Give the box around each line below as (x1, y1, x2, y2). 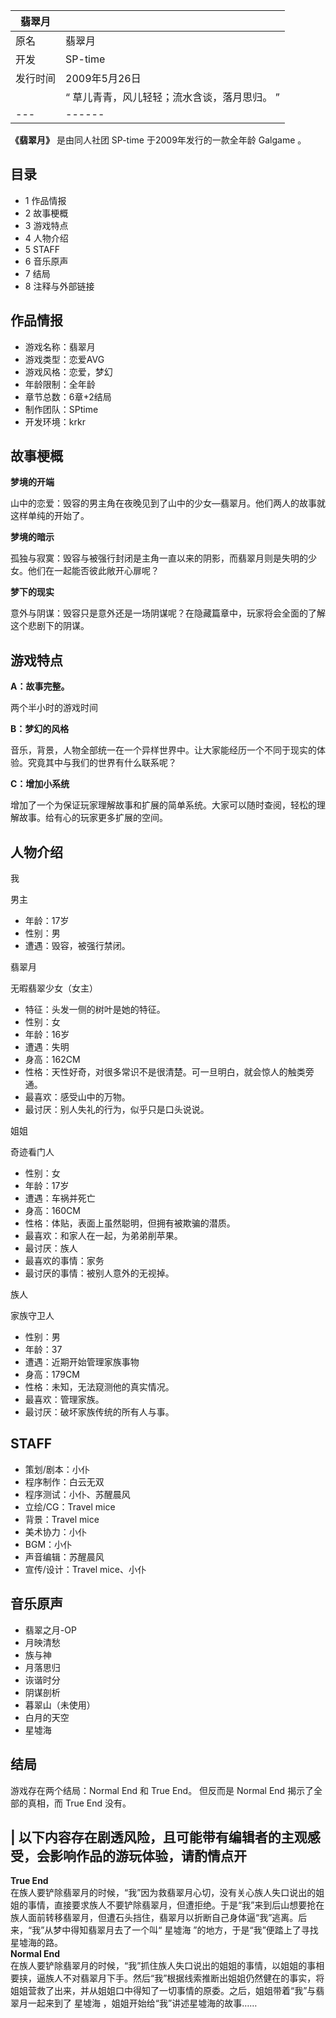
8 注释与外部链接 (24, 280, 95, 292)
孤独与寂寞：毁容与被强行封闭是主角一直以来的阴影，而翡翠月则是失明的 (10, 552, 308, 564)
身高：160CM (24, 1205, 81, 1217)
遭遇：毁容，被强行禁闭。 (24, 940, 131, 952)
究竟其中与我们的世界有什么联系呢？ (27, 757, 177, 769)
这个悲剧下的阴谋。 (10, 620, 90, 632)
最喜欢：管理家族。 (24, 1394, 105, 1406)
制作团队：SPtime (24, 403, 99, 415)
